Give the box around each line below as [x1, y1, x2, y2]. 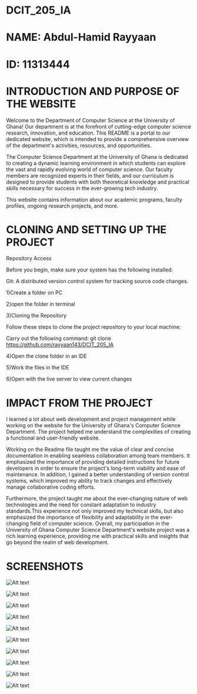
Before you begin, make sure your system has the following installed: [6, 266, 173, 273]
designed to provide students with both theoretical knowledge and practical [6, 178, 189, 185]
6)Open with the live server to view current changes [6, 375, 132, 382]
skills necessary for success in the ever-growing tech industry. [6, 184, 158, 192]
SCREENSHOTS [6, 559, 84, 573]
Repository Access [6, 255, 52, 262]
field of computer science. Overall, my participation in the [30, 520, 169, 527]
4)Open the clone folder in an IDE [6, 352, 87, 360]
